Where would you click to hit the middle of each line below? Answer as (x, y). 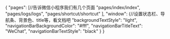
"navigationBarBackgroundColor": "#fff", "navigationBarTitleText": (74, 26)
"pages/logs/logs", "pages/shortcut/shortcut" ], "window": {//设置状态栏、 (83, 14)
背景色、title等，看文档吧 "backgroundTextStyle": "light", (78, 20)
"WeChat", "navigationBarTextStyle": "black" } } (55, 31)
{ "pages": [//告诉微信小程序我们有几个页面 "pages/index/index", (73, 7)
